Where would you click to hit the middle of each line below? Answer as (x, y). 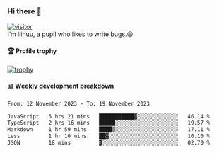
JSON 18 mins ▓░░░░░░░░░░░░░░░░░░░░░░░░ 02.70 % (109, 143)
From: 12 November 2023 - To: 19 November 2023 (79, 103)
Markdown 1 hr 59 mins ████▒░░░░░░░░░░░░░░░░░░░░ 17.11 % (109, 130)
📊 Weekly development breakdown (61, 86)
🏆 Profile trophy (32, 51)
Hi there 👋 (25, 11)
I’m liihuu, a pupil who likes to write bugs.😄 (70, 34)
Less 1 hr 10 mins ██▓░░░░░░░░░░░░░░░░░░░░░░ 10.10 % (109, 136)
